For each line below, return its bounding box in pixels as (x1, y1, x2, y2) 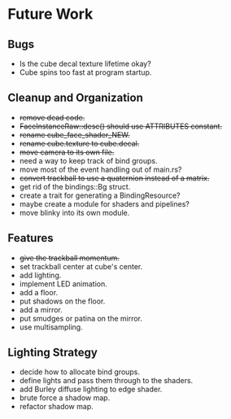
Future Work (7, 5, 94, 24)
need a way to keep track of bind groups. (19, 155, 158, 165)
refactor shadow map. (19, 402, 94, 412)
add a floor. (19, 287, 59, 297)
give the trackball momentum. (19, 253, 120, 263)
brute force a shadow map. (19, 393, 111, 403)
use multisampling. (19, 322, 83, 332)
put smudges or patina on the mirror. (19, 313, 143, 323)
